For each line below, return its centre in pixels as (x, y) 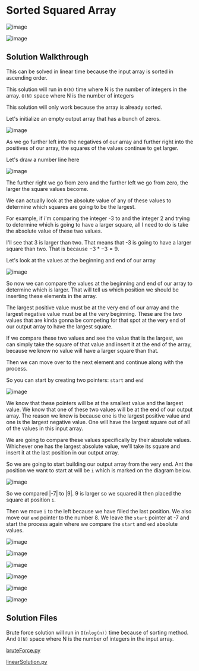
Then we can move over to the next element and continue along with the (95, 362)
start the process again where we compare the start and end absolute (92, 523)
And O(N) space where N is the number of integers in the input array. (90, 639)
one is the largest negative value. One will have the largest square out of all (98, 422)
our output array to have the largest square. (59, 326)
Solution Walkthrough (48, 57)
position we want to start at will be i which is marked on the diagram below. (99, 470)
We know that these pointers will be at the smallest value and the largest (95, 403)
